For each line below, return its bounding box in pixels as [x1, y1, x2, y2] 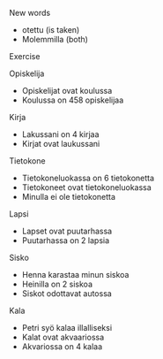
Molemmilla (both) [21, 34, 88, 44]
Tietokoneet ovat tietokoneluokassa [21, 182, 152, 193]
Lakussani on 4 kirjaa [21, 129, 100, 140]
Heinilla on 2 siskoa [21, 279, 93, 289]
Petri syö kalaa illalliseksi [21, 323, 113, 332]
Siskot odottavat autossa [21, 288, 112, 299]
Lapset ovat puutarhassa [21, 225, 113, 236]
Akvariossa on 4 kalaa [21, 341, 103, 352]
